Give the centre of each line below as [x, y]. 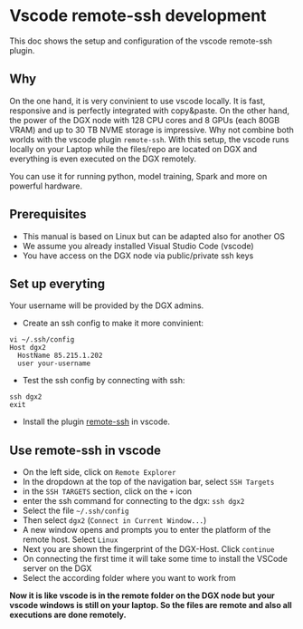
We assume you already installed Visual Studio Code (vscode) [138, 246]
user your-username [54, 363]
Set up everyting [57, 283]
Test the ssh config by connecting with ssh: [104, 381]
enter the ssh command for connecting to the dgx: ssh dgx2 [133, 501]
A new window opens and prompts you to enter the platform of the [147, 530]
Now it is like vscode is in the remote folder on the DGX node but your [142, 595]
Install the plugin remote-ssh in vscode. [96, 421]
